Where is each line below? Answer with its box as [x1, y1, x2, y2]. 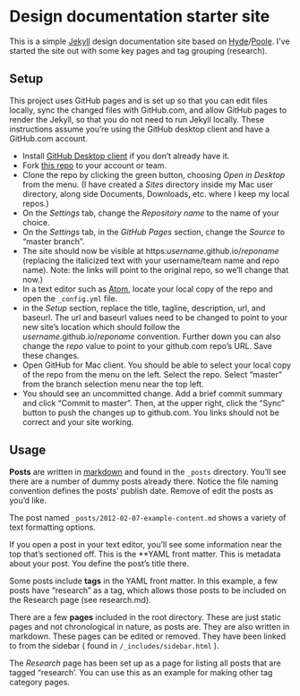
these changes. [21, 350, 80, 361]
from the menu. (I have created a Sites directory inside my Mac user [21, 179, 274, 190]
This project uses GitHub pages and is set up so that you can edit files [9, 95, 269, 106]
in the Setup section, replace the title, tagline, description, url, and [21, 302, 266, 313]
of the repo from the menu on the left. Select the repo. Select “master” [21, 369, 282, 379]
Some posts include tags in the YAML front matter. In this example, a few [9, 575, 279, 586]
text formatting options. [9, 522, 96, 532]
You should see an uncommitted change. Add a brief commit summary [21, 387, 283, 399]
